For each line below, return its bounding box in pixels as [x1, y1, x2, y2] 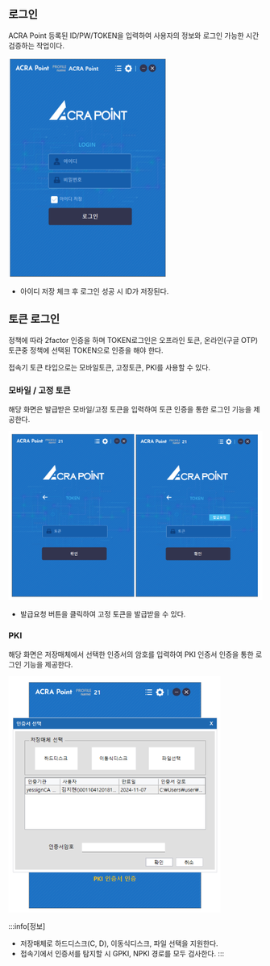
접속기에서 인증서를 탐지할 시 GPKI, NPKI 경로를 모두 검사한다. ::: [19, 948, 224, 958]
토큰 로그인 [8, 312, 60, 326]
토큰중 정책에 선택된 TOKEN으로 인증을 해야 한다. [8, 345, 164, 355]
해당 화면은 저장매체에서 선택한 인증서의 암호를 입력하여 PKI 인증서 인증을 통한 [8, 649, 254, 659]
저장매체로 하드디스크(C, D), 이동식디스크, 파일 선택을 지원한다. [19, 939, 219, 948]
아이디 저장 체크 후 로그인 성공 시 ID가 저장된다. [19, 286, 169, 296]
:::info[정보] [8, 921, 46, 930]
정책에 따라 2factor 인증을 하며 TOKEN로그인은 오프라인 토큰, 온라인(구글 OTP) [8, 335, 259, 345]
